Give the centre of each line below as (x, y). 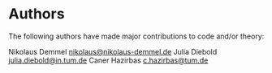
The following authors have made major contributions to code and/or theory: (136, 36)
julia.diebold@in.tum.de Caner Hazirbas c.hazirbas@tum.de (108, 60)
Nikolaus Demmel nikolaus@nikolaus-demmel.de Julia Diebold (113, 51)
